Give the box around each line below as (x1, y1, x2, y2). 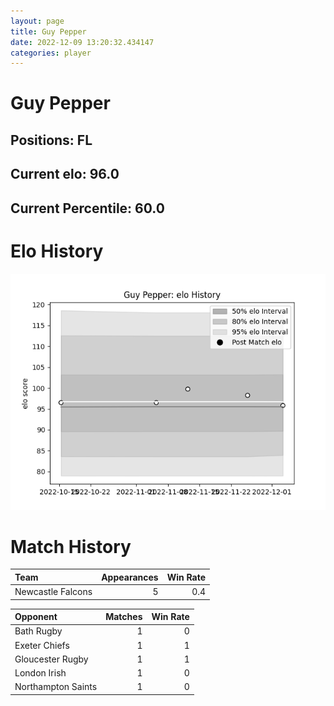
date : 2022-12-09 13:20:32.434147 (10, 37, 155, 47)
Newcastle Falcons (14, 586, 93, 598)
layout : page (10, 16, 65, 26)
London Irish (14, 667, 67, 679)
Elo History (10, 240, 104, 262)
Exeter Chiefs (14, 639, 70, 651)
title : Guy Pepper (10, 26, 87, 37)
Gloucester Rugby (14, 653, 89, 665)
